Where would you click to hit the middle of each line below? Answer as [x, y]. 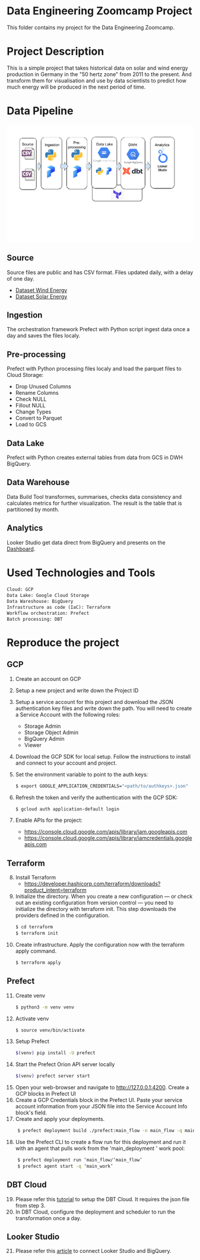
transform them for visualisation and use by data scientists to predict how [96, 80]
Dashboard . [21, 549]
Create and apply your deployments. [60, 1119]
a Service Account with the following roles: [68, 714]
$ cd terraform [34, 927]
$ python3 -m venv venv [45, 1007]
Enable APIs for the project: [49, 820]
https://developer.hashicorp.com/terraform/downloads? [92, 884]
